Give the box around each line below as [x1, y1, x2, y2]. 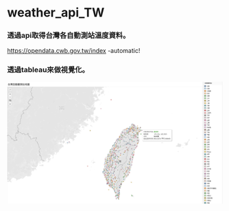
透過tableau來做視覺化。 [7, 65, 89, 75]
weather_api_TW [7, 5, 105, 21]
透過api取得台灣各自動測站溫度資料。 [7, 31, 130, 41]
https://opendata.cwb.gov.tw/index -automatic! [7, 47, 141, 55]
